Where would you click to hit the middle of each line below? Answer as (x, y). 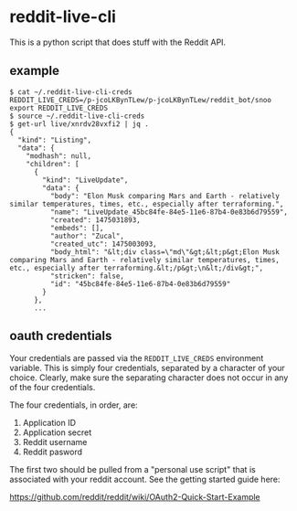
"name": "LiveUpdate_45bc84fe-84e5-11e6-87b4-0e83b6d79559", (169, 212)
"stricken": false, (87, 276)
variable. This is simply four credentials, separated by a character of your (147, 367)
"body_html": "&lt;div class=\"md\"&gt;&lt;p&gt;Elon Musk (165, 252)
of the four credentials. (53, 387)
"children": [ (53, 164)
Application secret (57, 432)
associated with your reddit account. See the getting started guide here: (145, 479)
